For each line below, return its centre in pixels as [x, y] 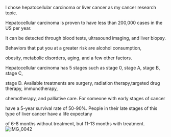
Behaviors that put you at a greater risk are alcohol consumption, [74, 48]
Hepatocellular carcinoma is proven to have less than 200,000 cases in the [84, 23]
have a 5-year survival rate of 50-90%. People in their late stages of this [81, 108]
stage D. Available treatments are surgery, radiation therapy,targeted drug [83, 83]
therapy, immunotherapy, [32, 88]
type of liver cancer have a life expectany [49, 114]
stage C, [14, 73]
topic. [11, 13]
